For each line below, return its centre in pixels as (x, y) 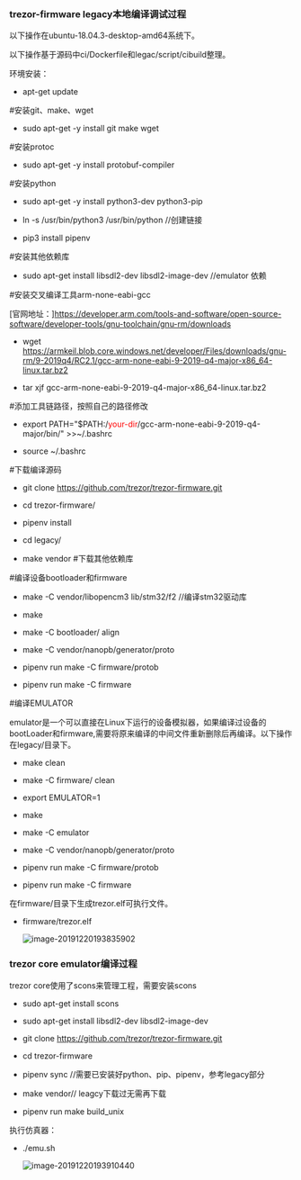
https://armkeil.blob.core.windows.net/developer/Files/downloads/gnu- (155, 351)
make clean (44, 763)
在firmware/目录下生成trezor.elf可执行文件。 (91, 904)
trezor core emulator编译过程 (73, 964)
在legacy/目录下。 (43, 745)
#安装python (33, 184)
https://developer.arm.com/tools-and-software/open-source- (168, 314)
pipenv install (47, 523)
